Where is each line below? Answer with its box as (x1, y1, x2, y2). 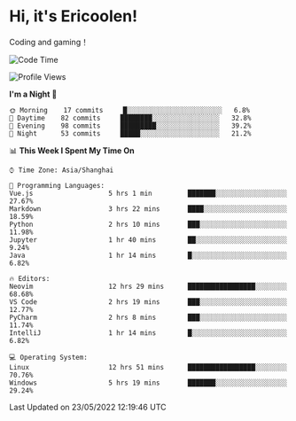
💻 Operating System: (9, 353, 89, 362)
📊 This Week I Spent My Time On (9, 144, 135, 156)
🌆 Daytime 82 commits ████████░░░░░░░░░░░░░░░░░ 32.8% (9, 113, 252, 122)
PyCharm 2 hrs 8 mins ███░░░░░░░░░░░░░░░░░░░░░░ (9, 313, 288, 322)
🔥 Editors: (9, 274, 51, 283)
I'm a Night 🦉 (9, 89, 58, 99)
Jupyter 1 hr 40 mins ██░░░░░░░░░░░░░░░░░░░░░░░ (9, 235, 288, 245)
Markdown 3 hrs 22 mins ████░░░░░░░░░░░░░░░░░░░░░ (9, 204, 288, 214)
